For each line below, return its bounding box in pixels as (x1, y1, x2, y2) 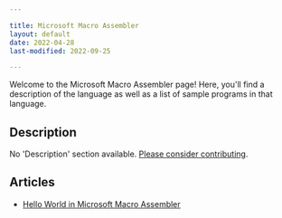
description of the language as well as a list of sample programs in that (9, 89, 273, 100)
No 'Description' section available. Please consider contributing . (9, 148, 249, 159)
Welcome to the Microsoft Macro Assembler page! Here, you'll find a (9, 79, 265, 90)
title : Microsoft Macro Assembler (9, 21, 140, 30)
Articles (9, 175, 56, 190)
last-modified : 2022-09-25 (9, 46, 111, 55)
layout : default (9, 29, 70, 39)
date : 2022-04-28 (9, 38, 75, 47)
